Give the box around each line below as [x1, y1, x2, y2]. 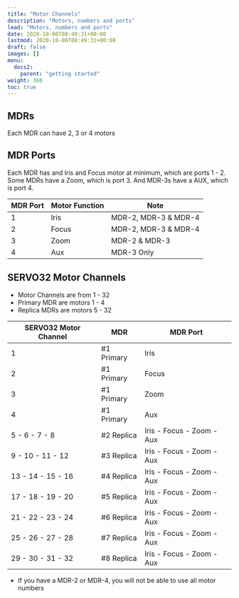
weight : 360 [7, 76, 43, 84]
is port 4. [7, 183, 34, 192]
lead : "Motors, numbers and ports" [7, 24, 113, 31]
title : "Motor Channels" [7, 10, 81, 18]
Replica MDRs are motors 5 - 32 [17, 305, 112, 314]
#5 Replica [100, 492, 137, 502]
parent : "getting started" [20, 70, 100, 77]
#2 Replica [100, 430, 137, 440]
